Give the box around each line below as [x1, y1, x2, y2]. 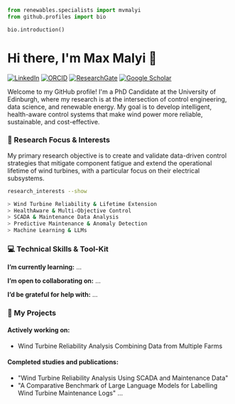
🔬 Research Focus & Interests [7, 135, 110, 145]
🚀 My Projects [7, 308, 57, 318]
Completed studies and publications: [7, 358, 119, 366]
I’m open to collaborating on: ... [7, 277, 102, 285]
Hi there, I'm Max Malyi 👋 [7, 50, 158, 66]
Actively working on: [7, 325, 70, 334]
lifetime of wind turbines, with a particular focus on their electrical [7, 166, 200, 175]
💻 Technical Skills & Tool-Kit [7, 244, 109, 254]
